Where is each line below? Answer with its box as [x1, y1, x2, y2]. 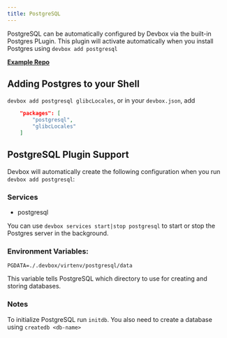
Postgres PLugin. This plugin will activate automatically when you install [7, 36, 214, 45]
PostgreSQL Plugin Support [7, 149, 129, 161]
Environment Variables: [7, 246, 89, 256]
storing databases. [7, 282, 61, 291]
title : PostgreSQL [7, 10, 61, 17]
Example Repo [7, 57, 50, 66]
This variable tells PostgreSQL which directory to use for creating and [7, 274, 207, 283]
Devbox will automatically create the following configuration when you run [7, 167, 221, 175]
